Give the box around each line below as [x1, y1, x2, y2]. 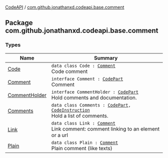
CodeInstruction [51, 107, 90, 113]
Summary [94, 54, 118, 61]
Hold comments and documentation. [51, 94, 137, 101]
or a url [51, 131, 68, 138]
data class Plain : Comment [51, 139, 118, 145]
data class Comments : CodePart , [51, 102, 131, 108]
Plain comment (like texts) [51, 144, 112, 151]
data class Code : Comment [51, 62, 116, 68]
